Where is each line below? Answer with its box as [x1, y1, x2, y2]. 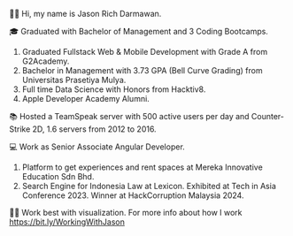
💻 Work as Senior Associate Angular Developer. [9, 141, 186, 152]
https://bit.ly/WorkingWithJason [9, 217, 126, 227]
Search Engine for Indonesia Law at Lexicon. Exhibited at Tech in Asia [21, 181, 276, 191]
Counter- [251, 111, 285, 121]
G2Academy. [21, 56, 70, 66]
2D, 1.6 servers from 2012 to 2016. [32, 124, 157, 134]
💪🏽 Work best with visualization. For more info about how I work [9, 208, 243, 217]
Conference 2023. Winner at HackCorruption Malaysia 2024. [21, 190, 244, 201]
